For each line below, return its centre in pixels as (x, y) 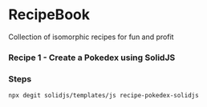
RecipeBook (49, 15)
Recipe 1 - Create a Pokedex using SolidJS (92, 57)
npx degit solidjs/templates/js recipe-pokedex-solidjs (103, 96)
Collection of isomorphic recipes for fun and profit (91, 37)
